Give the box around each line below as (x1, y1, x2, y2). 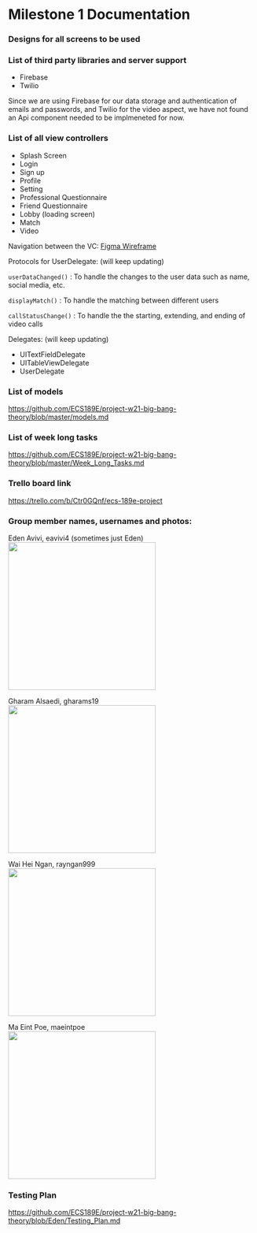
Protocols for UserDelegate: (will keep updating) (8, 256, 165, 266)
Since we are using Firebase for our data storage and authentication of (8, 96, 237, 106)
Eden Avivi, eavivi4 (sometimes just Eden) (8, 533, 144, 543)
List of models (8, 386, 64, 397)
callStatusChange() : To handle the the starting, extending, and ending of (8, 310, 246, 320)
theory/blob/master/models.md (8, 412, 109, 422)
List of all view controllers (8, 132, 108, 143)
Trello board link (8, 478, 72, 489)
